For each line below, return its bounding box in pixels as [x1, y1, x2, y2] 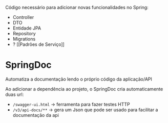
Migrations [12, 36, 36, 42]
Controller [12, 14, 34, 20]
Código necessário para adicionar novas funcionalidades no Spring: [5, 5, 149, 10]
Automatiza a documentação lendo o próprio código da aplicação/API [5, 76, 153, 82]
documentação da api [12, 112, 59, 118]
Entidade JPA [12, 25, 41, 31]
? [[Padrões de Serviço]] [12, 41, 65, 47]
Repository [12, 31, 36, 36]
